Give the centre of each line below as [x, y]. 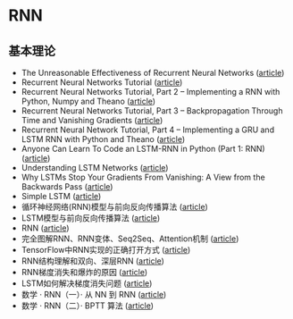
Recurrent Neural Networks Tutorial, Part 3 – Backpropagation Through [152, 111]
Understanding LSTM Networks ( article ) [95, 168]
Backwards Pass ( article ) [67, 187]
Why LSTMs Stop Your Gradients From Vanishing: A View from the [143, 177]
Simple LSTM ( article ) [61, 196]
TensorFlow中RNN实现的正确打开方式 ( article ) [106, 250]
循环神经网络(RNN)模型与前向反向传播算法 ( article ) [115, 207]
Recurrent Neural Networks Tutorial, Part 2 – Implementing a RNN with [151, 92]
